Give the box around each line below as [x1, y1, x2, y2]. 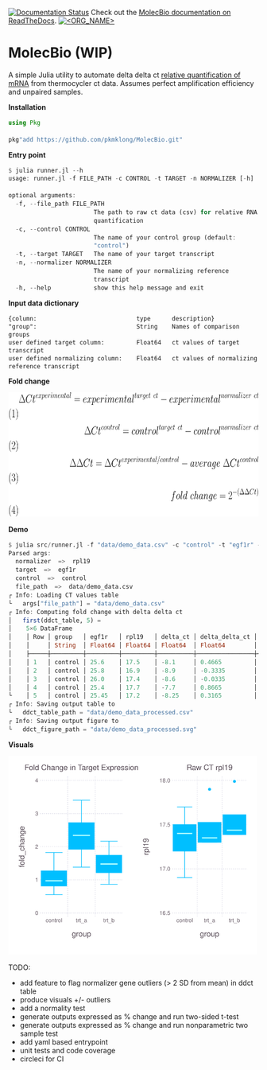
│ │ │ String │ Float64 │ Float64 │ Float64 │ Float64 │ [8, 641, 258, 650]
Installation [8, 102, 46, 111]
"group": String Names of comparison [8, 322, 240, 330]
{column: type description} [8, 314, 215, 322]
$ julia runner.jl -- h [8, 166, 83, 174]
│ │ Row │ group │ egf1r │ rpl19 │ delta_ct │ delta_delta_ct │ [8, 633, 258, 641]
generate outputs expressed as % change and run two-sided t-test [19, 1011, 239, 1021]
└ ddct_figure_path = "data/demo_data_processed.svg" [8, 725, 197, 733]
